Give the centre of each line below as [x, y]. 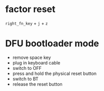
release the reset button [37, 84]
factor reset [30, 9]
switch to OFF [27, 68]
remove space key [32, 57]
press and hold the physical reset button [55, 73]
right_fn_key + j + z [27, 23]
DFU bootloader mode [52, 43]
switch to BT [25, 78]
